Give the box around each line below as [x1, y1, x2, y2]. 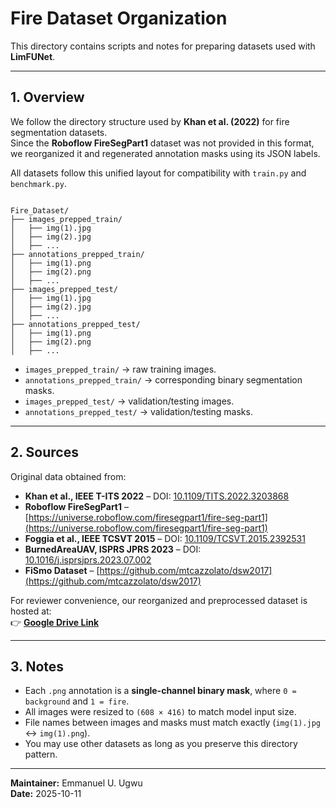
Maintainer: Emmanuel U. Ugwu [10, 777, 143, 789]
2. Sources [10, 444, 79, 461]
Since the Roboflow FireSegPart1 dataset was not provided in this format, [10, 137, 315, 149]
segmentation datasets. [10, 126, 108, 138]
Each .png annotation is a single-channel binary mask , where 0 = [24, 685, 297, 697]
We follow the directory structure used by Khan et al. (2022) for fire [10, 115, 290, 127]
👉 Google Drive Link [10, 616, 100, 628]
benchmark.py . [10, 177, 67, 189]
